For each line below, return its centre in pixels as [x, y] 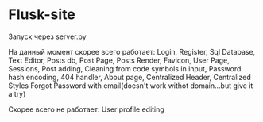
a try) [17, 93]
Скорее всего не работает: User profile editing [86, 109]
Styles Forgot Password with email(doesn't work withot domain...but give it [131, 86]
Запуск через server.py [47, 36]
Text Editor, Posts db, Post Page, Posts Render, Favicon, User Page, [119, 60]
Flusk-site [42, 15]
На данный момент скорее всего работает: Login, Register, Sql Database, [132, 51]
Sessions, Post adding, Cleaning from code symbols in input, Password [125, 68]
